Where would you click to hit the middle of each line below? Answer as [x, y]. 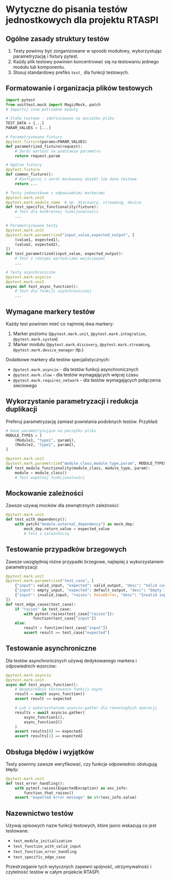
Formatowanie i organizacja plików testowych [79, 88]
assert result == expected [43, 699]
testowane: [17, 831]
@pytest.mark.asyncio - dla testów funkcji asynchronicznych [76, 369]
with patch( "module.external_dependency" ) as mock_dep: [75, 524]
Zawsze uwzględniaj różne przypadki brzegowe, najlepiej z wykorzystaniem [85, 561]
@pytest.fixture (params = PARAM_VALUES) [46, 142]
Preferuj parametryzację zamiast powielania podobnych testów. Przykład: [82, 422]
